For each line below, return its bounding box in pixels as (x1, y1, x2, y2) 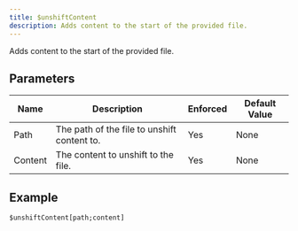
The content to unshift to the (55, 149, 175, 161)
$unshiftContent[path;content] (9, 213, 125, 222)
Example (9, 189, 59, 204)
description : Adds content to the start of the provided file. (9, 21, 248, 30)
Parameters (9, 71, 75, 86)
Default (244, 97, 277, 110)
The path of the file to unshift (55, 123, 176, 135)
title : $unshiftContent (9, 12, 98, 22)
